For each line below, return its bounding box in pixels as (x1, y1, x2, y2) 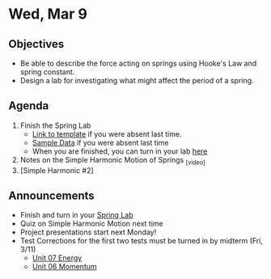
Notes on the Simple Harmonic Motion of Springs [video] (19, 154, 206, 167)
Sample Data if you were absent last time (32, 137, 169, 147)
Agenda (8, 99, 49, 113)
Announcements (8, 189, 95, 202)
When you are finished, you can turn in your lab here (32, 146, 208, 156)
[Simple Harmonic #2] (19, 165, 95, 175)
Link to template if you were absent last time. (32, 129, 182, 138)
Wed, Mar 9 (8, 5, 87, 23)
